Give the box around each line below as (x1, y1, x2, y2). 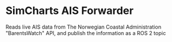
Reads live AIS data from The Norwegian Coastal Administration (5, 23, 161, 30)
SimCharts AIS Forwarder (5, 4, 134, 17)
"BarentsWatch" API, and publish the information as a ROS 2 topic (5, 29, 167, 36)
